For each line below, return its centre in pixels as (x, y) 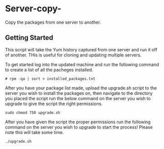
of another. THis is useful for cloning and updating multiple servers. (73, 55)
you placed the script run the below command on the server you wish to (78, 98)
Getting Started (29, 38)
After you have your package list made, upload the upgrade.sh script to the (81, 88)
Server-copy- (33, 9)
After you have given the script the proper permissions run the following (78, 122)
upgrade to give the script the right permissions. (54, 104)
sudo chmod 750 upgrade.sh (33, 112)
